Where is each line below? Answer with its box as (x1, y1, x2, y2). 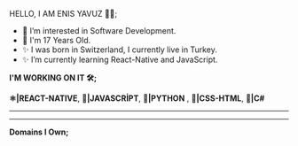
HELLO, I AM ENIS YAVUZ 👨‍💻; (9, 9, 118, 19)
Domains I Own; (9, 127, 69, 137)
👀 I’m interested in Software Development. (21, 26, 176, 35)
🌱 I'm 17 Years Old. (21, 35, 91, 45)
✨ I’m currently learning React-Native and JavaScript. (21, 54, 218, 65)
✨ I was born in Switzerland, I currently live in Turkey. (21, 44, 217, 55)
